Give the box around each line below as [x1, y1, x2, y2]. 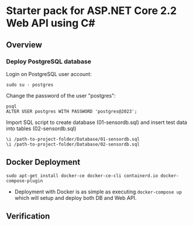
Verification [6, 212, 50, 221]
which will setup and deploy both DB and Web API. [14, 194, 137, 201]
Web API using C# [6, 16, 95, 30]
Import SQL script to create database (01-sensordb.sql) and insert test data [6, 119, 187, 126]
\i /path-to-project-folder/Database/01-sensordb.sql [6, 136, 140, 142]
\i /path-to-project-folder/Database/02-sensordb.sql [6, 141, 140, 147]
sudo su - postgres [6, 82, 54, 88]
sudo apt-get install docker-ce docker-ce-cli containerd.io [6, 172, 158, 179]
